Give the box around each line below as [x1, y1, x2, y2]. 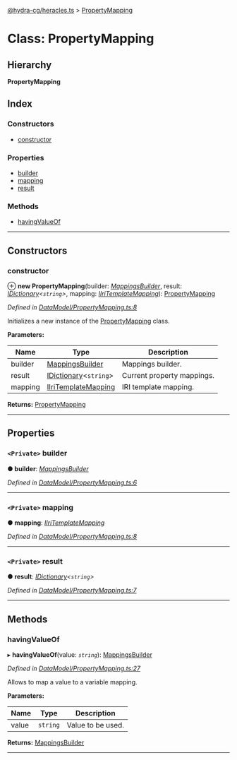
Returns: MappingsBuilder [7, 738, 85, 747]
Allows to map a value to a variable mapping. [7, 677, 138, 686]
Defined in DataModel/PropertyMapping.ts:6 [7, 478, 138, 487]
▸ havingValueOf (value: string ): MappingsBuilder [7, 650, 153, 659]
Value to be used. [66, 720, 125, 730]
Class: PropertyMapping [7, 31, 154, 47]
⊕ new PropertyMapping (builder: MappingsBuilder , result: [7, 282, 182, 290]
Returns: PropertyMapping [7, 400, 86, 408]
